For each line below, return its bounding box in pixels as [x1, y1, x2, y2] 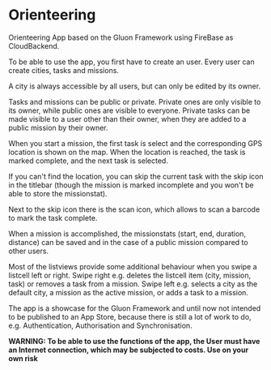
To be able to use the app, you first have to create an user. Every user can [8, 57, 255, 67]
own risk [8, 353, 38, 363]
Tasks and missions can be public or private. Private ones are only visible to [8, 97, 261, 106]
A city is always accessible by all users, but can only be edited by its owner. [8, 81, 261, 91]
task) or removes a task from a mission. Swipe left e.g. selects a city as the [8, 278, 258, 289]
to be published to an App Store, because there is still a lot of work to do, [8, 312, 252, 321]
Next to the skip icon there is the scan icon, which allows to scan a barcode [8, 204, 260, 214]
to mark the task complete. [8, 213, 98, 222]
